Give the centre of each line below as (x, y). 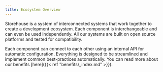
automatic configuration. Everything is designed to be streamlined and (76, 54)
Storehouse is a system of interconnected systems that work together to (78, 24)
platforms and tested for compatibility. (44, 39)
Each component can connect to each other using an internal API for (75, 48)
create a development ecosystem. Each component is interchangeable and (81, 29)
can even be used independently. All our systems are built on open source (81, 34)
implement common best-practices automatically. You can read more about (82, 59)
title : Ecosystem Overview (33, 10)
